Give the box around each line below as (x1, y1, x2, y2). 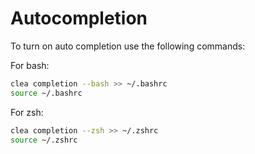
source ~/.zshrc (10, 135, 78, 145)
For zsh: (10, 106, 44, 118)
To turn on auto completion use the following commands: (10, 40, 246, 52)
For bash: (10, 59, 50, 71)
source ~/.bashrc (10, 88, 83, 98)
